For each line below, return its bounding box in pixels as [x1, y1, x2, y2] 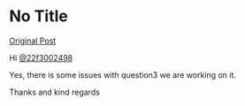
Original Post [9, 35, 57, 46]
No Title [9, 6, 69, 26]
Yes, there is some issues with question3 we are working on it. [9, 69, 237, 80]
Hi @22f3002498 [9, 52, 73, 63]
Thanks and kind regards [9, 87, 100, 97]
